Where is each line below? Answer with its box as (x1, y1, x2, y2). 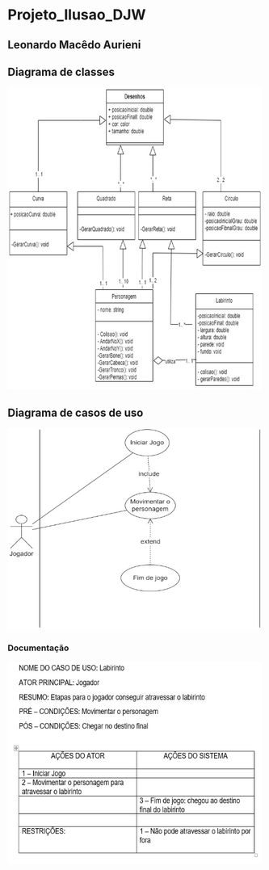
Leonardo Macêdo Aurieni (7, 38, 141, 52)
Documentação (7, 642, 69, 654)
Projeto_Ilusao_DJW (7, 6, 146, 24)
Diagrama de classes (7, 65, 115, 78)
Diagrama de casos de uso (7, 406, 144, 419)
